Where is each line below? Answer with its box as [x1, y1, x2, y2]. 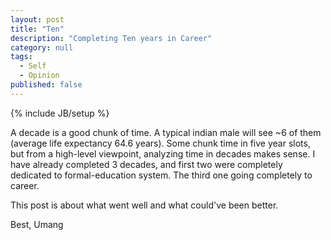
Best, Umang [10, 218, 64, 230]
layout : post [10, 14, 65, 25]
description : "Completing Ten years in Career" [10, 33, 213, 43]
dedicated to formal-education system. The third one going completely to [10, 169, 313, 181]
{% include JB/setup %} [10, 107, 110, 119]
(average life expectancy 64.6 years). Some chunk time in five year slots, [10, 137, 311, 149]
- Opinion [19, 71, 60, 81]
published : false [10, 80, 83, 90]
